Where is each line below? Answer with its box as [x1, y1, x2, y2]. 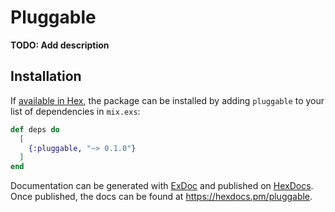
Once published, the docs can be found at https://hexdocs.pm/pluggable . [10, 191, 313, 203]
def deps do [10, 124, 60, 135]
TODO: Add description [10, 39, 110, 51]
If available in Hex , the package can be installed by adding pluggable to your [10, 94, 325, 106]
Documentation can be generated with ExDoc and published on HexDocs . [10, 180, 314, 192]
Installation [10, 68, 82, 85]
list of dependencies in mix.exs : [10, 105, 141, 117]
